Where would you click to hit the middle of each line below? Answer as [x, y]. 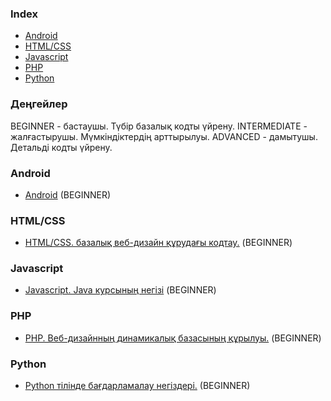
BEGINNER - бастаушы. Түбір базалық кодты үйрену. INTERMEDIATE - [159, 126]
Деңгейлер [39, 104]
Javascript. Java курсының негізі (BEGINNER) [120, 290]
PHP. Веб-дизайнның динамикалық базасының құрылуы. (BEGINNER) [173, 338]
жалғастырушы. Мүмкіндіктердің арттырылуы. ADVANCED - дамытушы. [164, 136]
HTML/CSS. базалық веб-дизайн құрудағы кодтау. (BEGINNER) [158, 243]
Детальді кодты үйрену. [61, 147]
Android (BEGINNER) [68, 194]
